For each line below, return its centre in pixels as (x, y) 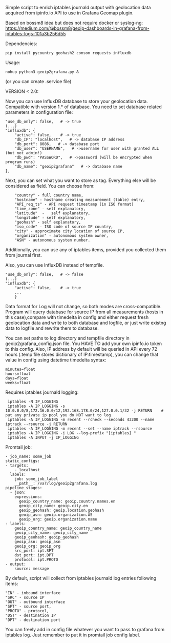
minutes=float (20, 369)
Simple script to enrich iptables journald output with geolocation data (78, 7)
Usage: (13, 63)
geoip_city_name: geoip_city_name (51, 533)
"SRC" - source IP (25, 597)
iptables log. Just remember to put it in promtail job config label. (73, 635)
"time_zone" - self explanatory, (50, 209)
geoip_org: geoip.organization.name (58, 519)
